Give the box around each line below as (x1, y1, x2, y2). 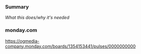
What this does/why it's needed (5, 15, 70, 21)
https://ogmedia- (5, 38, 40, 44)
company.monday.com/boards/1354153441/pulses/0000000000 (5, 43, 136, 49)
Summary (5, 3, 29, 10)
